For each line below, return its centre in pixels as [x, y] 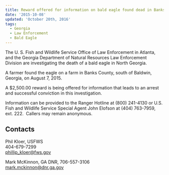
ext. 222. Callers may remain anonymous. [49, 113]
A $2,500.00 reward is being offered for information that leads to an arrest [82, 87]
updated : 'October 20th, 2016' [38, 19]
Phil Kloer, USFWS [24, 141]
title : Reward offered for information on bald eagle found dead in [78, 10]
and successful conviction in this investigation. [54, 93]
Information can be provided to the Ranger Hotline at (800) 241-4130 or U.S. [84, 103]
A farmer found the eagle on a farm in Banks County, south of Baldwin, [78, 72]
